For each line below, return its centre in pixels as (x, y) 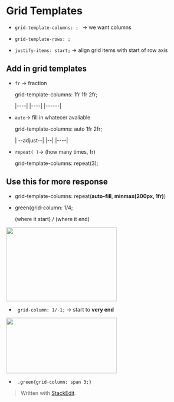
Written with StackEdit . (48, 393)
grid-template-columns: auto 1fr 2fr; (58, 129)
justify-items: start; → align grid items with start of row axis (91, 50)
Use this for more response (57, 182)
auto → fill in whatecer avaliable (52, 117)
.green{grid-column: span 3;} (55, 382)
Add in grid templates (47, 69)
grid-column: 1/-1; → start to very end (65, 309)
